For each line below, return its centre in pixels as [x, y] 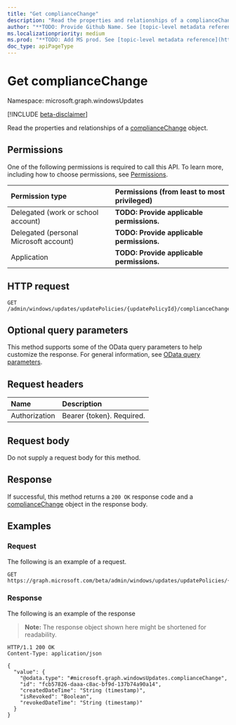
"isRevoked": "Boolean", [56, 696]
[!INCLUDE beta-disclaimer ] [47, 114]
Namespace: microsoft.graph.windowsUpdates [76, 100]
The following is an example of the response [71, 613]
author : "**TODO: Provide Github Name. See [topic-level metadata [106, 27]
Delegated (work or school [55, 212]
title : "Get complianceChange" [53, 14]
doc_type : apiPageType [40, 46]
